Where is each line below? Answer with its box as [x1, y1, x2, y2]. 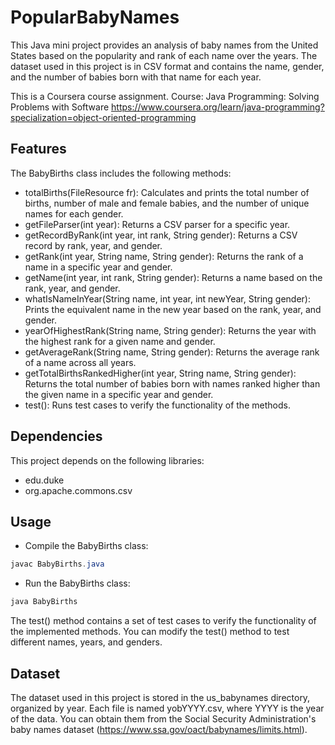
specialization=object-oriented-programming [10, 111, 197, 123]
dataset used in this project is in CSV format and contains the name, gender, [10, 60, 325, 72]
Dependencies [10, 428, 103, 445]
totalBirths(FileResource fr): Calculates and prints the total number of [24, 186, 310, 198]
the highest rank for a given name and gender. [24, 335, 216, 347]
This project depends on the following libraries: [10, 454, 205, 466]
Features [10, 141, 67, 158]
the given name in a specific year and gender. [24, 388, 214, 400]
